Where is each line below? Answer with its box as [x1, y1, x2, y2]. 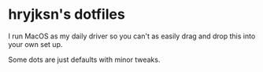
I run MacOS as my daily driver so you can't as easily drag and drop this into [8, 31, 256, 41]
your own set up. [8, 39, 63, 49]
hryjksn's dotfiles [8, 5, 126, 23]
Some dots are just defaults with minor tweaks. [8, 55, 161, 64]
